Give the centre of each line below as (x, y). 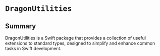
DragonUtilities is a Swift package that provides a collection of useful (76, 38)
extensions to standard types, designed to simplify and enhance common (80, 43)
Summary (21, 26)
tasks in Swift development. (33, 48)
